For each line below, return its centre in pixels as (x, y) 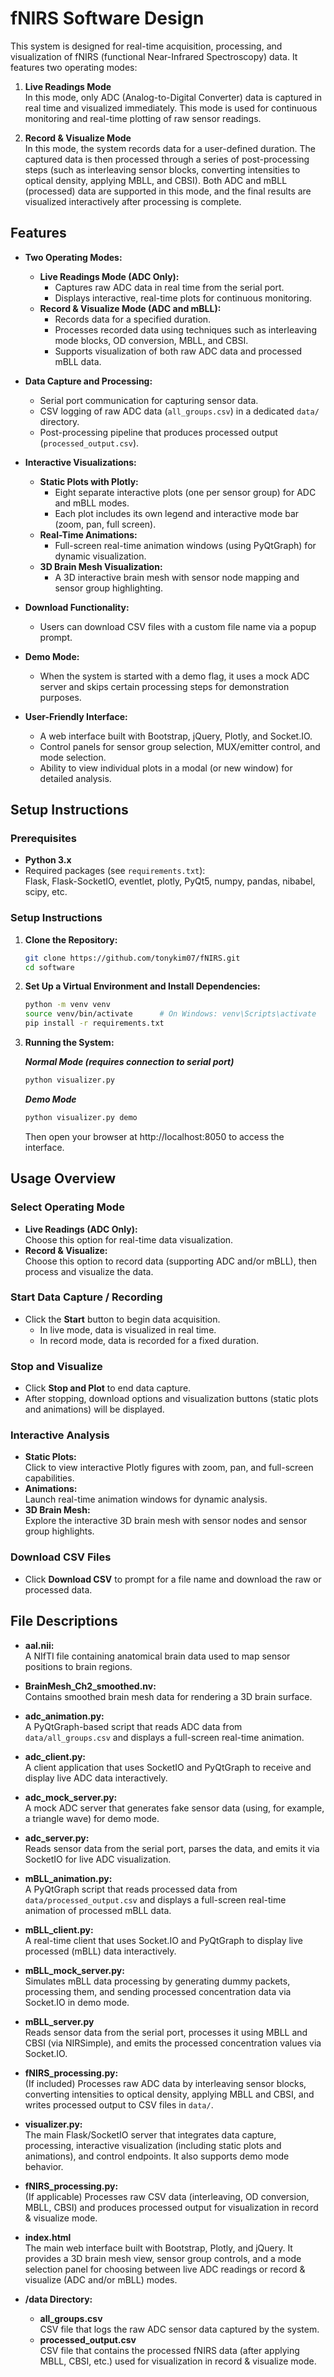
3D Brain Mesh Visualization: (101, 566)
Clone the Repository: (71, 939)
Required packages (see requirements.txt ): (115, 871)
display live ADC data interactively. (96, 1778)
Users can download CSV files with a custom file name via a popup (178, 626)
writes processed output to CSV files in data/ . (119, 2104)
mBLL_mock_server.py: (74, 1970)
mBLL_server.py (59, 2021)
